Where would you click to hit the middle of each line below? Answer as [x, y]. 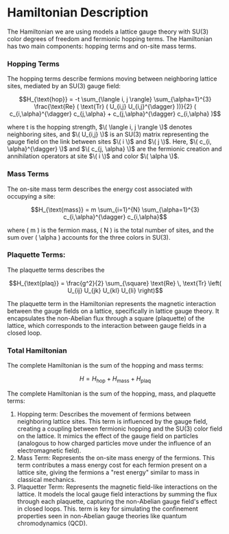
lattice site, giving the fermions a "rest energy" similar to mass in [108, 472]
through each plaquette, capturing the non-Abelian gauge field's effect [117, 501]
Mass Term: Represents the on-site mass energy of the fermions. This [116, 457]
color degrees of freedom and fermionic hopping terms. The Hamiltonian [110, 38]
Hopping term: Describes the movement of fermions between [104, 414]
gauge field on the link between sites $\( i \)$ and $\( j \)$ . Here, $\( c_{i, [109, 142]
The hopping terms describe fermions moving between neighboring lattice [112, 79]
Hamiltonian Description [78, 13]
